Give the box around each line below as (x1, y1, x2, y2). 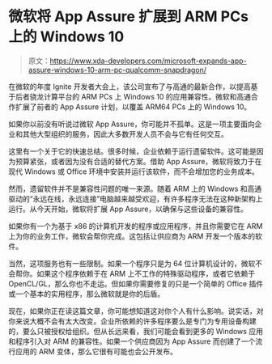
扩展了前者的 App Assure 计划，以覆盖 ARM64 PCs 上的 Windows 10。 (15, 102, 252, 112)
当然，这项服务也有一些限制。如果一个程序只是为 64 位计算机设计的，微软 (8, 258, 256, 268)
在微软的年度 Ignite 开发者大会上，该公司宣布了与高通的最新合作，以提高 (8, 82, 251, 91)
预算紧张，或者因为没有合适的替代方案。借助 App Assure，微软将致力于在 (15, 156, 262, 166)
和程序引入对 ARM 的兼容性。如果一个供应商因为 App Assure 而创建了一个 (8, 336, 256, 346)
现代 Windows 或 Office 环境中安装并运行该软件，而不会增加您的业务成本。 (8, 167, 259, 176)
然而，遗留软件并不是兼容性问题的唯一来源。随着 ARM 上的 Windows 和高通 (8, 184, 262, 193)
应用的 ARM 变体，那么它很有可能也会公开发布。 (15, 346, 178, 356)
